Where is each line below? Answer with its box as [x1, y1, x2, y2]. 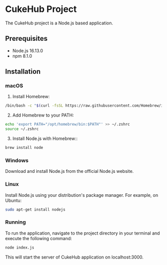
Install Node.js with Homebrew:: [12, 135, 78, 141]
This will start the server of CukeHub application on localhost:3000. [5, 254, 144, 260]
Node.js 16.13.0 [12, 47, 43, 53]
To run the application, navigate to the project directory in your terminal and [5, 230, 160, 236]
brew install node [5, 145, 43, 150]
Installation [5, 67, 41, 76]
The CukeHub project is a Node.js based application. [5, 20, 113, 26]
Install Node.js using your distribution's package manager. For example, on [5, 192, 159, 198]
